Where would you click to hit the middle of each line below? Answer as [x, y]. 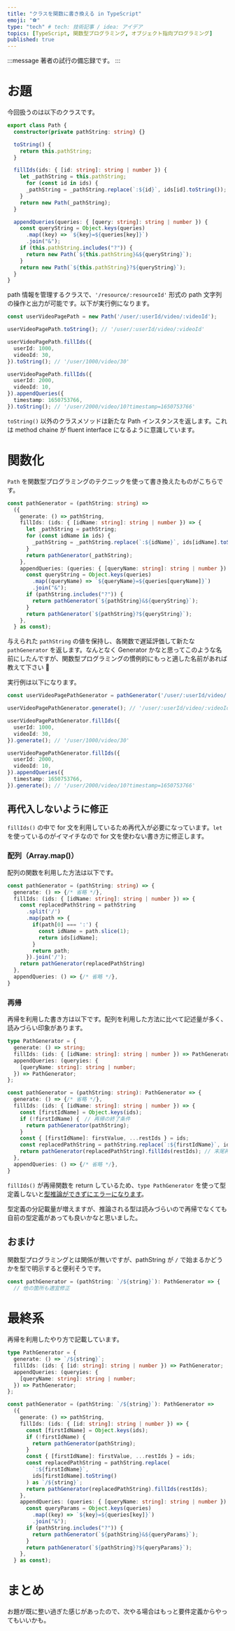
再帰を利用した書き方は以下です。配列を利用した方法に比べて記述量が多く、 [117, 1019]
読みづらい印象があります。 [47, 1028]
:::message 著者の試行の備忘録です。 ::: [64, 61]
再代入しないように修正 [58, 809]
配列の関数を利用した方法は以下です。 [62, 872]
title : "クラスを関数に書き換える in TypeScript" [74, 14]
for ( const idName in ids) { [68, 536]
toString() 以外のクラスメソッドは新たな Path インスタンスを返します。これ [117, 421]
